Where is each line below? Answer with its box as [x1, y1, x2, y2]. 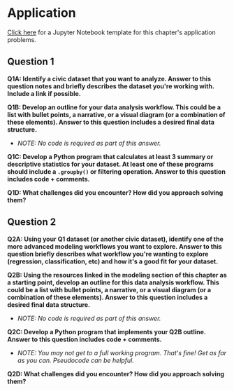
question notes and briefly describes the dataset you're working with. [7, 82, 214, 90]
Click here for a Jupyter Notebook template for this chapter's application [7, 28, 217, 36]
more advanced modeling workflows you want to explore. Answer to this [7, 242, 222, 250]
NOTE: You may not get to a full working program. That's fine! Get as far [17, 348, 227, 357]
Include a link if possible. [7, 89, 82, 97]
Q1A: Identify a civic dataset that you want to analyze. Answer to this [7, 74, 212, 83]
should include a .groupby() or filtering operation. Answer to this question [7, 167, 226, 176]
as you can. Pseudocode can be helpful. [17, 356, 135, 364]
